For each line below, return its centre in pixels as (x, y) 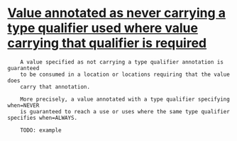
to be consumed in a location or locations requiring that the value (125, 74)
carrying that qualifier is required (107, 43)
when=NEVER (23, 105)
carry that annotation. (55, 86)
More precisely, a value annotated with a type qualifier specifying (125, 99)
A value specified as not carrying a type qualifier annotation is (122, 62)
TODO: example (41, 130)
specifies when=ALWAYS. (43, 118)
